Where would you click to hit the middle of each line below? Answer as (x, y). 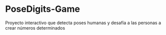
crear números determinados (35, 28)
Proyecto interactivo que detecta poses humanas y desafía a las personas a (83, 23)
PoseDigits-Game (42, 9)
